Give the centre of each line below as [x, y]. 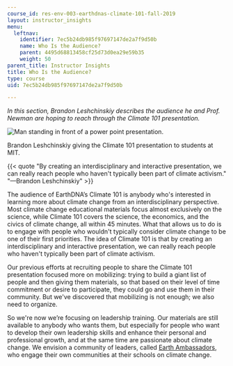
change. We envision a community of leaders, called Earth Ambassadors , [112, 348]
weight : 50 [35, 59]
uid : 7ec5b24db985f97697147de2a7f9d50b [65, 85]
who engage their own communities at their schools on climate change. [110, 355]
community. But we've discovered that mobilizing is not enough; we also [111, 297]
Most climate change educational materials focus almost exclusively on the [115, 209]
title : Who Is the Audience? [49, 72]
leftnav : [26, 33]
